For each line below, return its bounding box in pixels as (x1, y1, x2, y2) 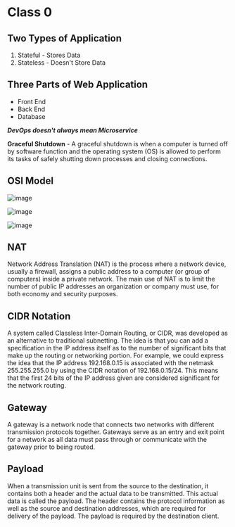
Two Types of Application (7, 32, 122, 44)
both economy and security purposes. (7, 290, 118, 298)
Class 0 (7, 4, 53, 20)
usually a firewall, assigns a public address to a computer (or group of (7, 267, 210, 276)
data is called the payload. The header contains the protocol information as (7, 497, 225, 505)
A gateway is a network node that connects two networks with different (7, 420, 215, 429)
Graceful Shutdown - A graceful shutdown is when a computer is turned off (7, 139, 229, 148)
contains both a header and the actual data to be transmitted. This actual (7, 489, 218, 497)
